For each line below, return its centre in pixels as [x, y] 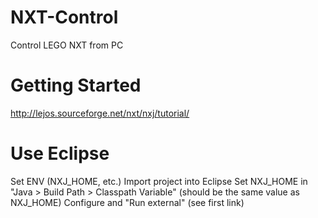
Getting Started [76, 85]
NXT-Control [64, 17]
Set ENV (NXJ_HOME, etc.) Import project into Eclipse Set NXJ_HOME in [159, 181]
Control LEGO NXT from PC [67, 45]
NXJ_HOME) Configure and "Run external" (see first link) [127, 202]
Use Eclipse [60, 153]
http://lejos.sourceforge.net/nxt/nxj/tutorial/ [100, 113]
